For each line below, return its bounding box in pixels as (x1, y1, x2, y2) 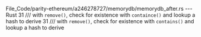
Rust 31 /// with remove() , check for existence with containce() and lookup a (5, 11, 196, 18)
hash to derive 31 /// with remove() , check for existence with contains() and (5, 18, 194, 24)
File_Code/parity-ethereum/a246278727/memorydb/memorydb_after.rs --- (5, 5, 193, 12)
